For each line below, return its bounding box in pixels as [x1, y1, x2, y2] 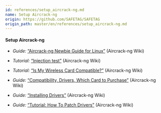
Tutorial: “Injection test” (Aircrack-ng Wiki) [12, 58, 101, 64]
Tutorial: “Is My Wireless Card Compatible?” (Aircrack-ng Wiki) [12, 67, 143, 73]
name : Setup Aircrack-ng [5, 12, 57, 17]
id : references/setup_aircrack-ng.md [5, 7, 85, 13]
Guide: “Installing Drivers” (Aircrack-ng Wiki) [12, 92, 106, 98]
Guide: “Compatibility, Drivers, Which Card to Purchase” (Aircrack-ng [12, 77, 156, 83]
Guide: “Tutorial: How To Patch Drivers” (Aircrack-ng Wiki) [12, 102, 133, 108]
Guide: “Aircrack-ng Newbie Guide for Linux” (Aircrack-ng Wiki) [12, 48, 144, 54]
